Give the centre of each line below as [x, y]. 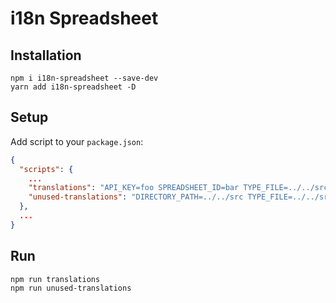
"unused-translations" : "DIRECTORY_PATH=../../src [136, 197]
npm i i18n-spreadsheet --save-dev [84, 78]
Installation [46, 55]
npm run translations [55, 279]
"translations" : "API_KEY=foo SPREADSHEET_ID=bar [134, 188]
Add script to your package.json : [77, 141]
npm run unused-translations [71, 288]
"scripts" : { [46, 169]
